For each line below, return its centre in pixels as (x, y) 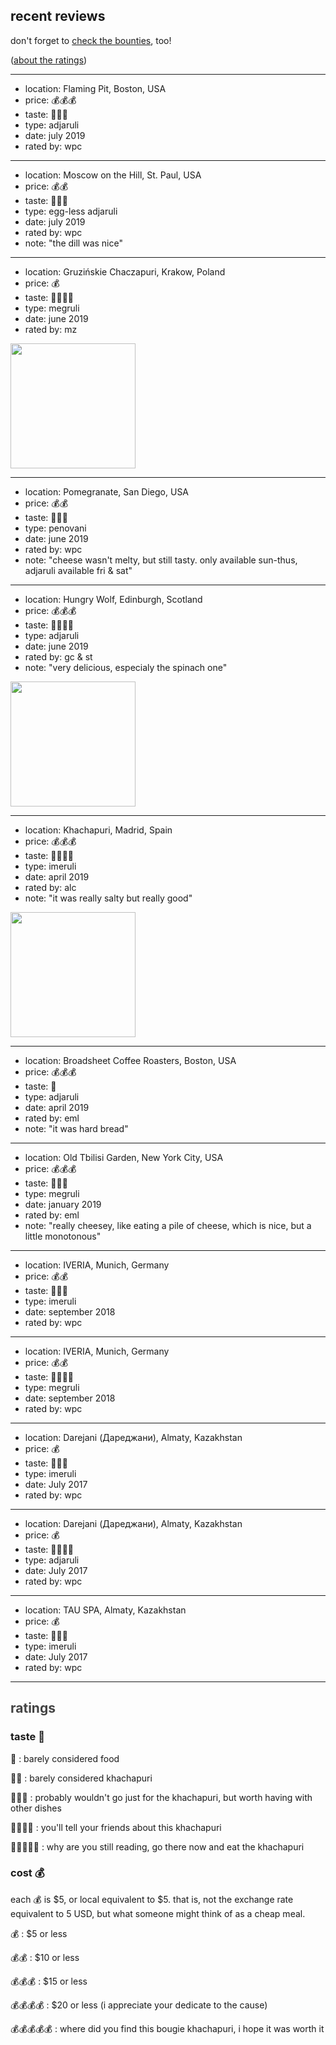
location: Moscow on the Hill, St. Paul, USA (113, 175)
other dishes (36, 1808)
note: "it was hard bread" (76, 1128)
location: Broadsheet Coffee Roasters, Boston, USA (130, 1060)
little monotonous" (63, 1236)
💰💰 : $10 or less (45, 1957)
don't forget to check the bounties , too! (91, 40)
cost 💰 (27, 1873)
